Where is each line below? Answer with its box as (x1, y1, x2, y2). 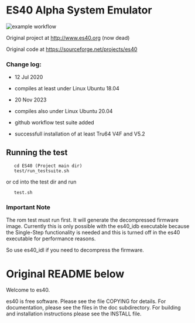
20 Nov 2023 (14, 96, 47, 103)
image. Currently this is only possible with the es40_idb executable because (6, 223, 190, 230)
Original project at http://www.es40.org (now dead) (6, 34, 130, 41)
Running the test (6, 147, 68, 157)
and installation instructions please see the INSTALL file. (6, 310, 142, 317)
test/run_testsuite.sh (13, 168, 69, 174)
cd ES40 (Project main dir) (13, 163, 83, 169)
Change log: (6, 60, 42, 68)
